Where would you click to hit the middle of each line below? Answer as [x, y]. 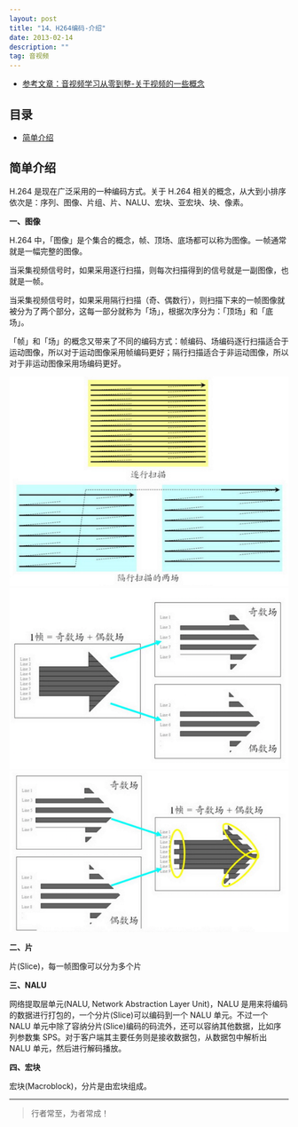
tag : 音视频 [29, 56]
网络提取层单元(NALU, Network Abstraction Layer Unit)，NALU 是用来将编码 [149, 1004]
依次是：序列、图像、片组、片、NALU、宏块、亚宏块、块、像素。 [129, 202]
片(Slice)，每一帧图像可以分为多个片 [75, 966]
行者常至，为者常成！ [70, 1114]
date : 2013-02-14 [41, 37]
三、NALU [28, 985]
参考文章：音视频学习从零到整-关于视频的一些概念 [114, 83]
